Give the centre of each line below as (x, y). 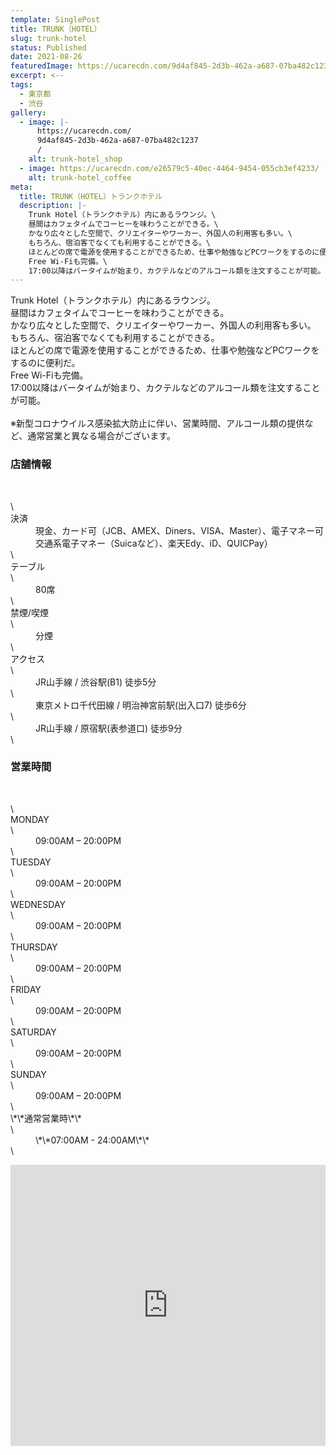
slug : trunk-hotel (48, 38)
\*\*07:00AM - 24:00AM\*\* (92, 1140)
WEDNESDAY (38, 904)
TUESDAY (31, 862)
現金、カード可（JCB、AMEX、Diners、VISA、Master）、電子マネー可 (180, 530)
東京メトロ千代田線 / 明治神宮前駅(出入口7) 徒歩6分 (141, 705)
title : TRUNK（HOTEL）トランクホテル (91, 196)
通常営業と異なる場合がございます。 (101, 436)
